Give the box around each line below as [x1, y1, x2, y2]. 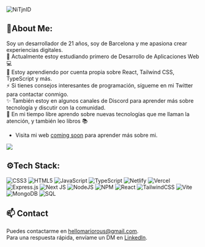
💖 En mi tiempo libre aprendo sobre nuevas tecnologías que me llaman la [6, 110, 190, 117]
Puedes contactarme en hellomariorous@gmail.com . [6, 227, 139, 235]
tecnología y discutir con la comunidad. [6, 104, 106, 111]
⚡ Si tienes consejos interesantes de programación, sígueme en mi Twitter [6, 81, 193, 89]
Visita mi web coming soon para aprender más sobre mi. [15, 131, 158, 139]
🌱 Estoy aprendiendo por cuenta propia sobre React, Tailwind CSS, [6, 68, 175, 76]
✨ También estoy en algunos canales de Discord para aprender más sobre [6, 97, 194, 104]
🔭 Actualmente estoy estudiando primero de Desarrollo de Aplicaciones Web [6, 53, 199, 60]
